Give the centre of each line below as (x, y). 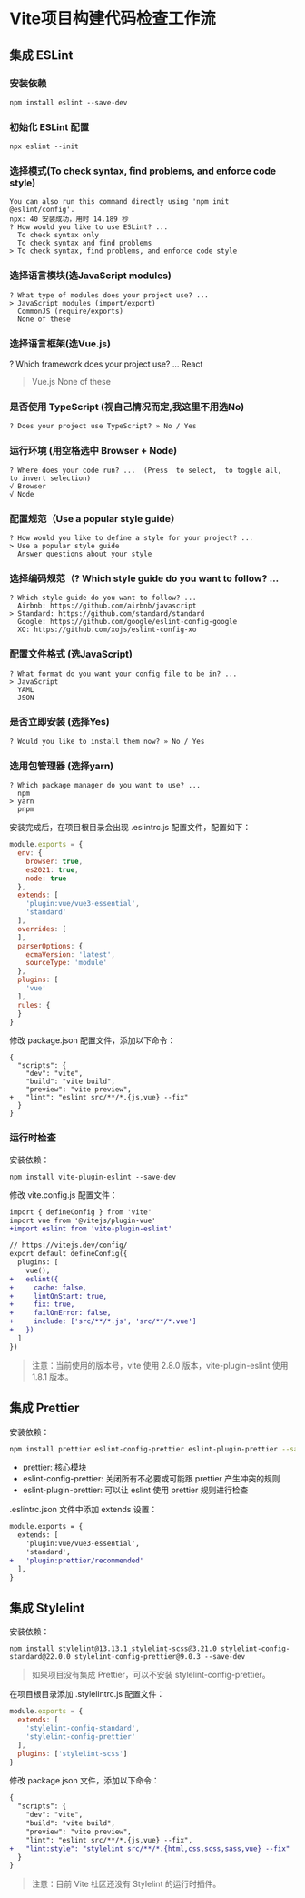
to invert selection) (50, 478)
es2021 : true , (52, 869)
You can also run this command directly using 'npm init (119, 202)
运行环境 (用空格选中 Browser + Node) (93, 451)
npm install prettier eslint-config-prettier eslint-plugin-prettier (144, 1449)
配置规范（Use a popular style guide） (95, 518)
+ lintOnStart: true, (58, 1296)
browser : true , (54, 861)
